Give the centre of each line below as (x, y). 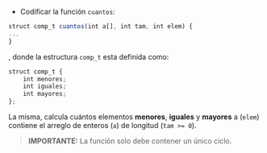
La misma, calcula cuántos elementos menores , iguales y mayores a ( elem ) (134, 117)
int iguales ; (45, 87)
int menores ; (45, 79)
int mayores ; (45, 94)
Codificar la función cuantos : (67, 12)
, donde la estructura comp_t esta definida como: (89, 56)
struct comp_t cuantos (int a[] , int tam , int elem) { (101, 27)
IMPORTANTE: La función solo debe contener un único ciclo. (130, 141)
